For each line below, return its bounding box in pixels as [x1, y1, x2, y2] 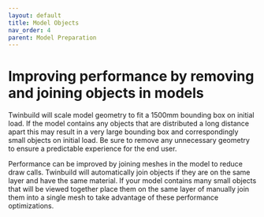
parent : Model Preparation [8, 33, 97, 42]
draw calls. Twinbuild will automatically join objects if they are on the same [8, 167, 251, 178]
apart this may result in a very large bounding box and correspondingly [8, 127, 239, 137]
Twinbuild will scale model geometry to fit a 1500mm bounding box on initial [8, 110, 255, 120]
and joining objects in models [8, 84, 204, 103]
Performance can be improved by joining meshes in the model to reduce [8, 159, 243, 169]
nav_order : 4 [8, 26, 51, 34]
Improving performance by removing [8, 68, 255, 85]
